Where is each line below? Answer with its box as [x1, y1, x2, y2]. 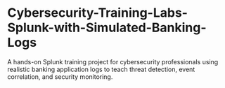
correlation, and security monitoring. [7, 72, 113, 81]
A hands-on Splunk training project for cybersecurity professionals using [7, 57, 219, 66]
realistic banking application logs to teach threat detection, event [7, 65, 195, 73]
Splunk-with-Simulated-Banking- [7, 20, 207, 36]
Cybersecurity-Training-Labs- [7, 5, 188, 21]
